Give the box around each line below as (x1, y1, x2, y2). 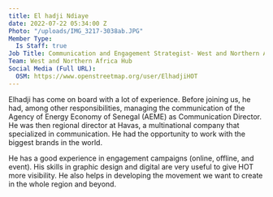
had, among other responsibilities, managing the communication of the (8, 103, 245, 113)
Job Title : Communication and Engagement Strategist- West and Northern (8, 49, 260, 58)
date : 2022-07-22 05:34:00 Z (8, 19, 107, 28)
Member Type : (8, 34, 53, 43)
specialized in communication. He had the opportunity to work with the (8, 129, 246, 139)
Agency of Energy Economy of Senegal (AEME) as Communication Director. (8, 111, 262, 122)
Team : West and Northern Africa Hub (8, 58, 132, 66)
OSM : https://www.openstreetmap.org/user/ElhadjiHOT (15, 72, 198, 80)
